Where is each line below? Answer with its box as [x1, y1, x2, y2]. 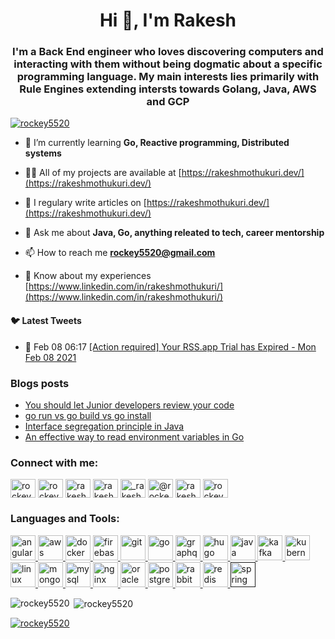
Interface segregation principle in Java [24, 420, 185, 432]
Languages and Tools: [10, 512, 120, 526]
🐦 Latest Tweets [10, 315, 82, 327]
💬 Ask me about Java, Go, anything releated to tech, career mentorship [24, 227, 325, 239]
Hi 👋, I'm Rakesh [99, 9, 237, 32]
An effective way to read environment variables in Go [24, 430, 245, 443]
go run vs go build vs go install [24, 409, 152, 421]
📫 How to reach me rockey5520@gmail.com [24, 247, 216, 259]
